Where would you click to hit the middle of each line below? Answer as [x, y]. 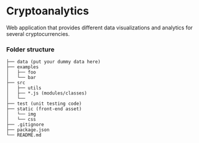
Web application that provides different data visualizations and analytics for [99, 28]
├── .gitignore [25, 125]
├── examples [23, 67]
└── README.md [24, 135]
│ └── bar [21, 78]
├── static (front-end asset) [44, 109]
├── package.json [28, 130]
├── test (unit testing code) [44, 104]
